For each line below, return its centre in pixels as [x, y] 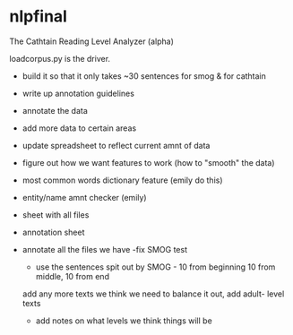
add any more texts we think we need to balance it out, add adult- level [153, 294]
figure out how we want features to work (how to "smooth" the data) [148, 162]
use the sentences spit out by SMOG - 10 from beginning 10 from [155, 267]
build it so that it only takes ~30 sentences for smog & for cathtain [144, 76]
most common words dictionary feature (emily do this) [122, 180]
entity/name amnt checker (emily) [84, 197]
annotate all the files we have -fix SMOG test [105, 249]
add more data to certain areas [79, 128]
